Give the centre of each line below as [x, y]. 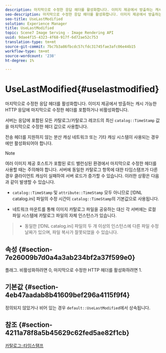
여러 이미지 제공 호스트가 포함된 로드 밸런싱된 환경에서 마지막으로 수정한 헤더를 [81, 164]
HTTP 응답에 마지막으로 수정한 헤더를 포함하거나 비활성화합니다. [67, 110]
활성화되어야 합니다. [33, 143]
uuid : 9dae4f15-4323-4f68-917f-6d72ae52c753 [52, 38]
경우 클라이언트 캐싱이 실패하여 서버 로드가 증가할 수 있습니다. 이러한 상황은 [78, 176]
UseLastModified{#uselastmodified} [82, 89]
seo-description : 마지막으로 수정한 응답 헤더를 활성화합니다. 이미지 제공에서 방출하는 [83, 14]
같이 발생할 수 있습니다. [33, 182]
